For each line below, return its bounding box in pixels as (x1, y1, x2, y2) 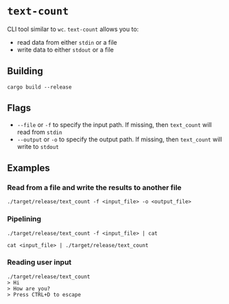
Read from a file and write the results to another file (7, 183, 182, 192)
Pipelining (7, 214, 42, 224)
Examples (7, 162, 50, 174)
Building (7, 65, 43, 77)
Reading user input (7, 257, 72, 267)
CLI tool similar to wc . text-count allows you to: (7, 25, 139, 33)
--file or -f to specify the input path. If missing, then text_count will (16, 120, 213, 128)
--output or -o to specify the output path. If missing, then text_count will (16, 135, 223, 143)
